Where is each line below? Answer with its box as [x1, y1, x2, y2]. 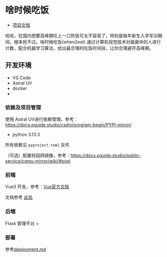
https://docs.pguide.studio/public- [70, 153, 141, 159]
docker [12, 85, 27, 91]
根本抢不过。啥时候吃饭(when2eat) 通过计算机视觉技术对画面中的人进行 [13, 38, 161, 45]
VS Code [12, 74, 31, 80]
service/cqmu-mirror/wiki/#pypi [5, 158, 71, 164]
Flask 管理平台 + [5, 220, 39, 226]
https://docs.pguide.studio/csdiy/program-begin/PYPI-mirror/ [5, 122, 132, 128]
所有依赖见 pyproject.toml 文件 [5, 142, 70, 148]
